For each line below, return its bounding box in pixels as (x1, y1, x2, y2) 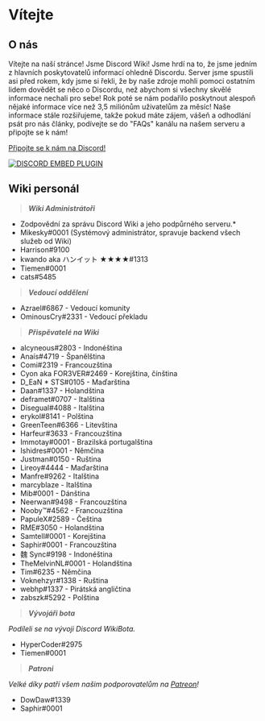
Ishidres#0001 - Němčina (19, 445, 105, 455)
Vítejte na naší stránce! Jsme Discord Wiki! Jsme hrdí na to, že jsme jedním (8, 59, 258, 68)
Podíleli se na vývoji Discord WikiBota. (8, 624, 135, 633)
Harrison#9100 (19, 244, 70, 255)
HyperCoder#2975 (19, 639, 83, 649)
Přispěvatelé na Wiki (27, 327, 99, 337)
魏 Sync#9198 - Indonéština (19, 549, 113, 559)
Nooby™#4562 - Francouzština (19, 505, 123, 515)
